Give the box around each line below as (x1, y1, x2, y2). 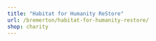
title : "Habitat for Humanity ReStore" (7, 10, 124, 17)
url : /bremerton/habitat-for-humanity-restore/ (7, 17, 150, 24)
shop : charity (7, 23, 49, 30)
